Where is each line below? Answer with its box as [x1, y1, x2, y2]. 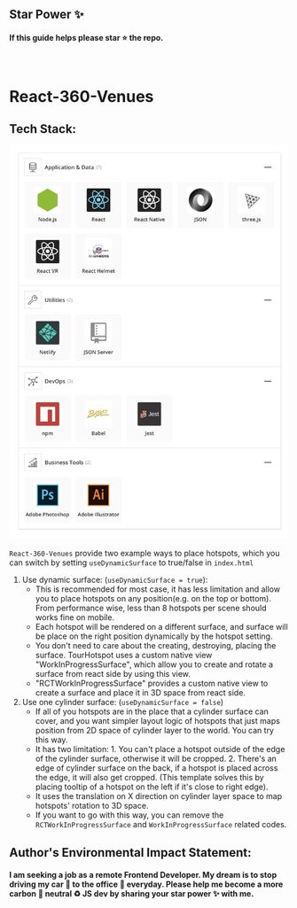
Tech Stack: [9, 121, 77, 136]
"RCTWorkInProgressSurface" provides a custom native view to [35, 678, 269, 689]
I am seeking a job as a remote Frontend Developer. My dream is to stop [9, 870, 277, 881]
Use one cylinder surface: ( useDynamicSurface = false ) [21, 697, 224, 708]
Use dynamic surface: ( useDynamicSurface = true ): [21, 575, 208, 586]
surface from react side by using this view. [35, 669, 191, 679]
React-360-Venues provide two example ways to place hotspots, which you [9, 548, 281, 559]
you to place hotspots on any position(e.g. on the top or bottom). [35, 594, 272, 604]
